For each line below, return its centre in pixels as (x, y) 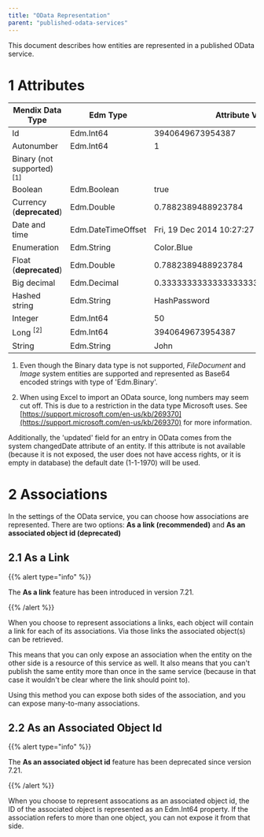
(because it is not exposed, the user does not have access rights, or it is (125, 454)
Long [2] (27, 332)
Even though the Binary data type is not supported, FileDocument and (132, 365)
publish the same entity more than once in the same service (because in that (132, 671)
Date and (29, 225)
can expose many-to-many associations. (74, 703)
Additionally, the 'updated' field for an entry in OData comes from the (120, 437)
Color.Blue (174, 247)
